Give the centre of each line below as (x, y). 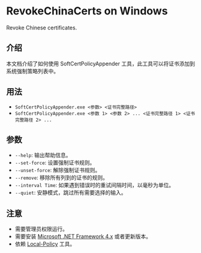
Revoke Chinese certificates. (42, 28)
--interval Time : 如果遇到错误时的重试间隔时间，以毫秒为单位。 (94, 185)
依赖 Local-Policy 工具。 (45, 244)
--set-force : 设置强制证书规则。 (55, 162)
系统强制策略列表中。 (32, 71)
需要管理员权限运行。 (41, 229)
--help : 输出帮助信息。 (43, 155)
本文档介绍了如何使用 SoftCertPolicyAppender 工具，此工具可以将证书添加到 (100, 64)
